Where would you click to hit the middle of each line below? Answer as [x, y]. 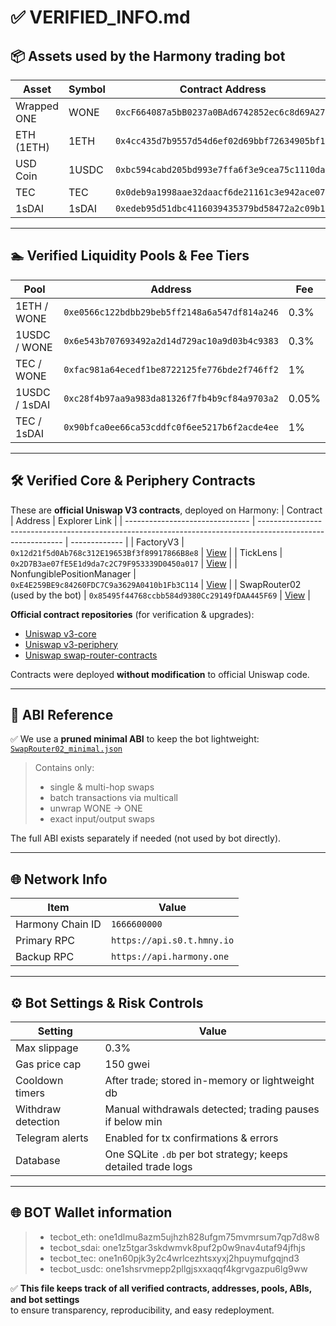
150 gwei [127, 1064]
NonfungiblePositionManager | [73, 573]
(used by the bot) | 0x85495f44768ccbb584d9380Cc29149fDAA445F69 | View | [160, 595]
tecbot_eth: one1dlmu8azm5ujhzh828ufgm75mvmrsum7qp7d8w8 [184, 1237]
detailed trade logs [148, 1167]
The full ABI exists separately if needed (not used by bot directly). [146, 838]
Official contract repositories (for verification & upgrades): [132, 614]
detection [37, 1122]
